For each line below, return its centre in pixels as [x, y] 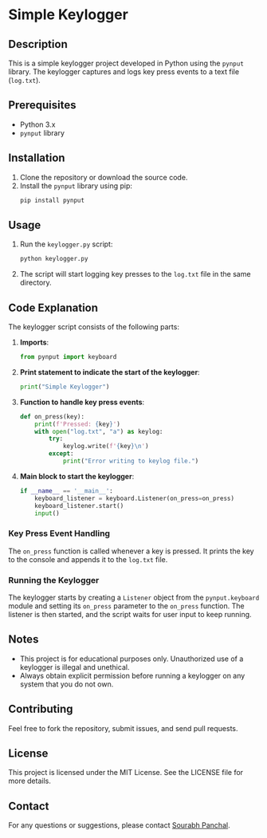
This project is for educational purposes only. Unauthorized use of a [132, 659]
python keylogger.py [54, 259]
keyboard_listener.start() [79, 506]
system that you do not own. [67, 684]
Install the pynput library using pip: [76, 186]
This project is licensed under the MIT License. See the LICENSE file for [126, 773]
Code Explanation [53, 307]
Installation [37, 158]
